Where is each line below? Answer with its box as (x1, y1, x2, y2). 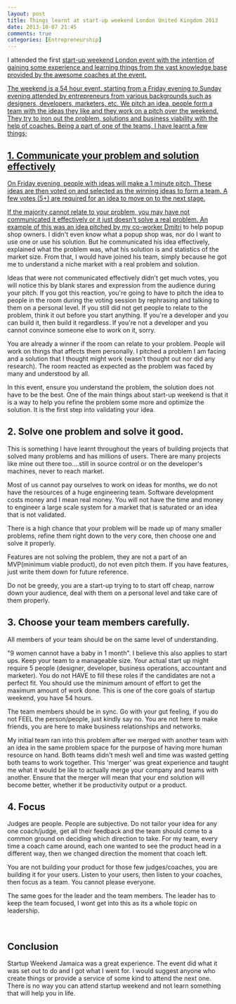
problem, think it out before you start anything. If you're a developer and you (7, 311, 228, 319)
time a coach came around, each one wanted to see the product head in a (7, 842, 221, 851)
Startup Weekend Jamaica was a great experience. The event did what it (7, 959, 218, 967)
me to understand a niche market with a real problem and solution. (7, 259, 199, 268)
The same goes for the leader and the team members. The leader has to (7, 892, 216, 900)
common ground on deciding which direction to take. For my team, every (7, 835, 218, 843)
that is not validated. (7, 510, 67, 519)
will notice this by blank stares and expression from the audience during (7, 281, 216, 289)
